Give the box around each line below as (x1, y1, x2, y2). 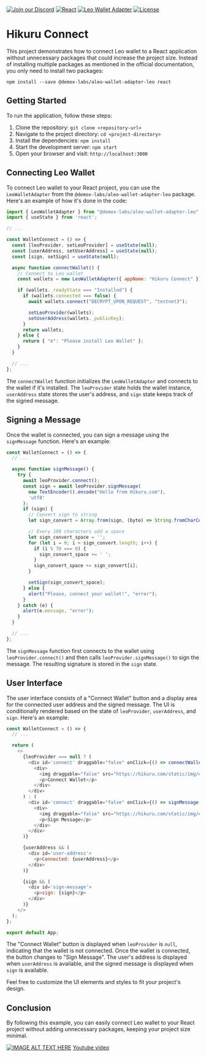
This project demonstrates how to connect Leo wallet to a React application (6, 47, 197, 55)
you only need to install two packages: (6, 67, 104, 74)
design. (6, 985, 26, 993)
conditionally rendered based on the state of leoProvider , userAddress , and (6, 707, 196, 714)
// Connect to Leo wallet (17, 270, 84, 277)
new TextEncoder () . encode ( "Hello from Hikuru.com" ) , (28, 489, 166, 495)
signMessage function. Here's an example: (6, 437, 111, 445)
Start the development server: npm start (15, 143, 118, 150)
